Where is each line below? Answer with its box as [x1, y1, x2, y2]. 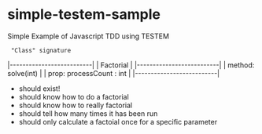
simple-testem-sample [7, 5, 161, 24]
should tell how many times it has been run [18, 108, 158, 118]
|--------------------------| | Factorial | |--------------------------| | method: [7, 60, 255, 70]
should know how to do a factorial [18, 92, 129, 101]
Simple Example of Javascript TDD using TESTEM [7, 31, 170, 41]
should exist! [18, 84, 61, 93]
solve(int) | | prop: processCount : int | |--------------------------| [7, 68, 220, 78]
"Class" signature [10, 46, 72, 54]
